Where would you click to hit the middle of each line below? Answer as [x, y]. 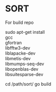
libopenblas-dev [22, 69]
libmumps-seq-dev [25, 64]
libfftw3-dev [18, 48]
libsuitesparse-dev [24, 74]
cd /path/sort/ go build [28, 84]
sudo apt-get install [25, 32]
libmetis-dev [18, 58]
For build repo [19, 22]
